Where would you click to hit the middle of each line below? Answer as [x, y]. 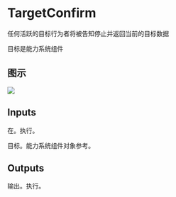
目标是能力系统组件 [35, 48]
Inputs [22, 112]
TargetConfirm [52, 13]
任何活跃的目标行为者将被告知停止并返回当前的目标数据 [88, 33]
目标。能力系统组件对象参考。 [51, 145]
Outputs [26, 168]
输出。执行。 [26, 186]
